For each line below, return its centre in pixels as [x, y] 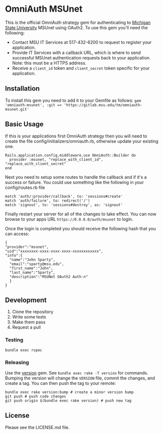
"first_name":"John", [31, 268]
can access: [17, 234]
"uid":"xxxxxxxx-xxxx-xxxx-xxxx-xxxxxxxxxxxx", [54, 251]
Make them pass [29, 322]
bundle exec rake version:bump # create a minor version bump [69, 392]
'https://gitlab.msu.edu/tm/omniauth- [103, 105]
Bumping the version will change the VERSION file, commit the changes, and [80, 378]
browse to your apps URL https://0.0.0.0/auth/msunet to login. [69, 219]
